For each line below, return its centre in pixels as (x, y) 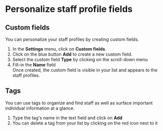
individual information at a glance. (40, 108)
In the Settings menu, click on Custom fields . (59, 49)
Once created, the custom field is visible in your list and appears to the (85, 70)
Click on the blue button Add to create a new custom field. (72, 54)
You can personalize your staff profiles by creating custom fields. (72, 39)
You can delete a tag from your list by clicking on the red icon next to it (85, 123)
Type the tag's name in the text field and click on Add (67, 118)
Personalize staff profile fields (69, 9)
